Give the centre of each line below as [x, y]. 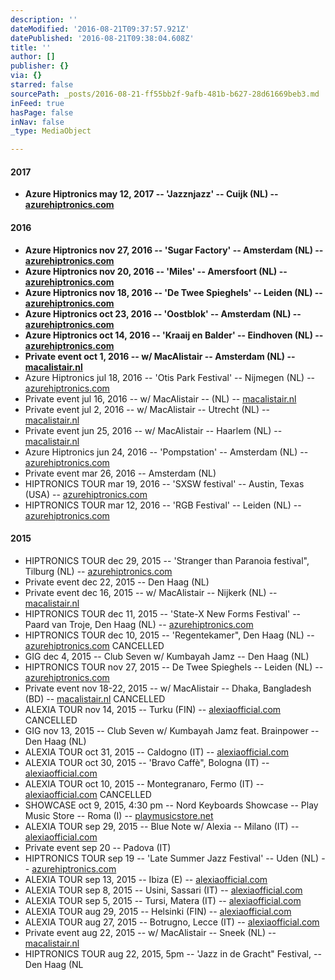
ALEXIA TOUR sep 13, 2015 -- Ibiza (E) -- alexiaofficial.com [146, 879]
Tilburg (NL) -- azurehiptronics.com [98, 571]
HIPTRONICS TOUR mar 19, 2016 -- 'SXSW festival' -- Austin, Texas [164, 483]
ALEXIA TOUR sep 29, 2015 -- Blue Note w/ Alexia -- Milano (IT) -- [162, 826]
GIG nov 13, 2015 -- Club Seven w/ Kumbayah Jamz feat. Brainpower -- [172, 730]
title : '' [31, 47]
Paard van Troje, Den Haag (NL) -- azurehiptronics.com [139, 624]
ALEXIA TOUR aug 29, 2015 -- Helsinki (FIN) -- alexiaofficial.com [158, 911]
